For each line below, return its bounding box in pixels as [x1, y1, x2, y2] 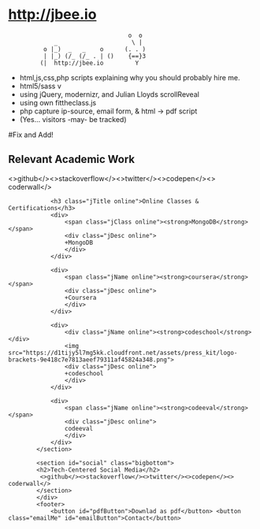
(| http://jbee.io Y [39, 59, 139, 67]
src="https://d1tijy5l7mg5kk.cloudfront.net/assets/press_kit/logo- [8, 349, 238, 357]
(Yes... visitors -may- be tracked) [19, 114, 128, 124]
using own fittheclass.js [19, 98, 97, 107]
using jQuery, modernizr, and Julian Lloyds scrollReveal [19, 89, 199, 99]
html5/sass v [19, 81, 61, 91]
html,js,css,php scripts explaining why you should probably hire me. [19, 72, 240, 82]
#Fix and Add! [8, 130, 54, 139]
